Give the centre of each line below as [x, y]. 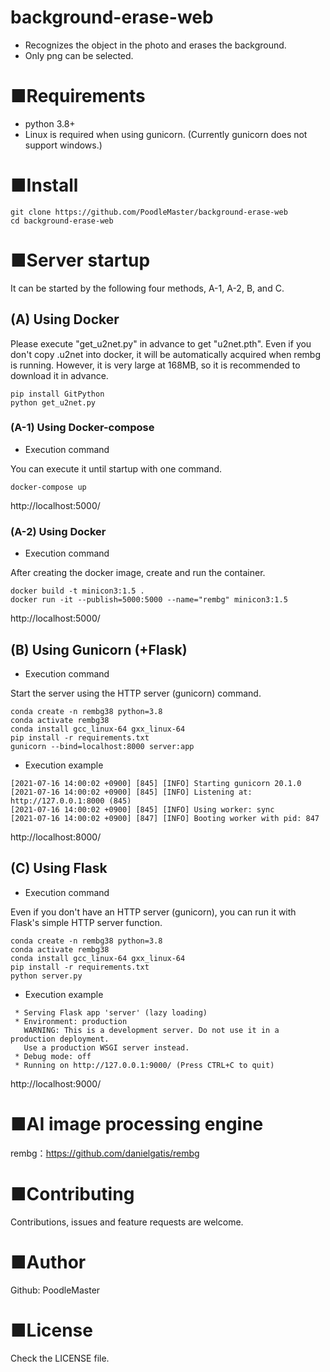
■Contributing [72, 1193]
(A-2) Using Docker [58, 531]
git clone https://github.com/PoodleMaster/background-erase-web [149, 212]
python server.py [46, 976]
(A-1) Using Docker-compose [82, 428]
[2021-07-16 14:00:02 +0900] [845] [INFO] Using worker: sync [142, 809]
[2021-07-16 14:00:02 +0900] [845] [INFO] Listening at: [131, 792]
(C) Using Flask [59, 868]
